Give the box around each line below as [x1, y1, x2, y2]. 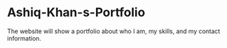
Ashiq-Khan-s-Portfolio [7, 5, 145, 20]
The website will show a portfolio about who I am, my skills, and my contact [7, 27, 221, 35]
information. [7, 34, 42, 42]
